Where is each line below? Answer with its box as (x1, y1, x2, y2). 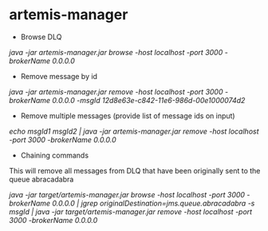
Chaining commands (20, 150, 89, 160)
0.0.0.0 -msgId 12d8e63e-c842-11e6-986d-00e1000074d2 (52, 95, 246, 105)
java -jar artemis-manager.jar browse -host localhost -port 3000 (9, 47, 223, 57)
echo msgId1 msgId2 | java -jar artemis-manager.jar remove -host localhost (9, 126, 259, 136)
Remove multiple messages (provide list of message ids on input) (20, 110, 235, 121)
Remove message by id (20, 71, 98, 81)
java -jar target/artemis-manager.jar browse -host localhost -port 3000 (9, 189, 246, 199)
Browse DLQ (20, 32, 62, 42)
